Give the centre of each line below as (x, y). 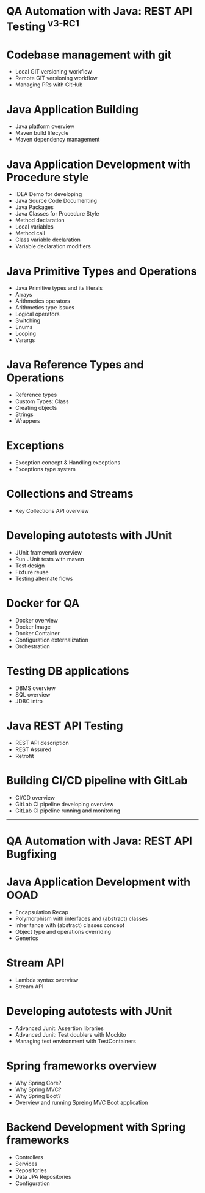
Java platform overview (45, 126)
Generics (27, 938)
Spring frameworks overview (82, 1066)
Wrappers (28, 421)
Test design (30, 566)
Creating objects (36, 408)
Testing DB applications (68, 671)
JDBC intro (29, 701)
